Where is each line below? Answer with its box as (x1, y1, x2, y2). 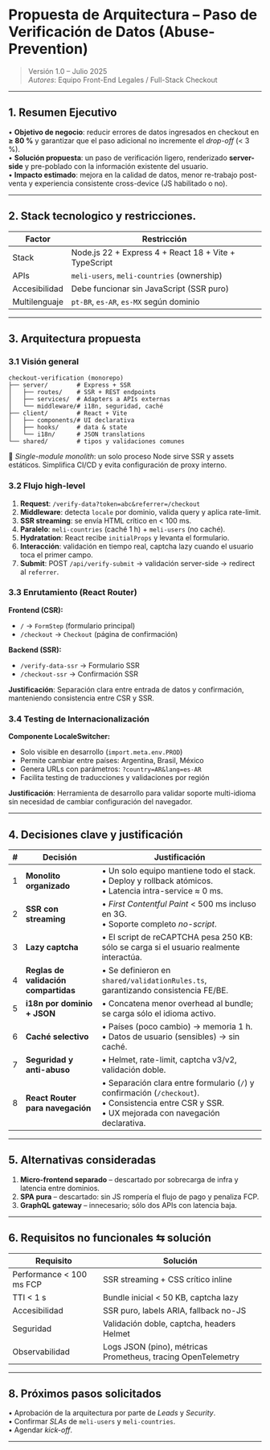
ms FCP (12, 1279, 43, 1290)
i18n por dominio (25, 997, 93, 1008)
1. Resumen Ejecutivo (8, 106, 117, 120)
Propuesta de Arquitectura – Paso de (8, 6, 258, 24)
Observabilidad (12, 1345, 70, 1357)
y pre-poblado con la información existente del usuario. (24, 161, 209, 170)
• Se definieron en (101, 964, 171, 976)
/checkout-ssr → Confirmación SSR (19, 669, 139, 679)
